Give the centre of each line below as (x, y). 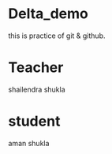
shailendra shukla (37, 89)
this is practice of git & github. (57, 36)
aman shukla (29, 143)
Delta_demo (48, 14)
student (34, 121)
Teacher (36, 68)
